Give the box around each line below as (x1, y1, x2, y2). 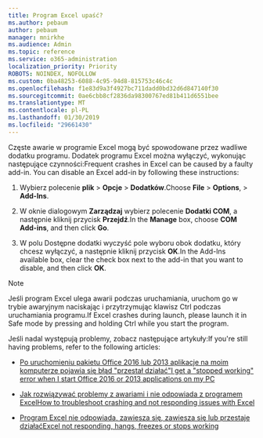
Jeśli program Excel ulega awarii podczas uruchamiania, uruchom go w (8, 294, 239, 303)
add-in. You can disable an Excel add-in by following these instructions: (8, 167, 240, 177)
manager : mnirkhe (8, 33, 65, 42)
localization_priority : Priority (8, 63, 117, 71)
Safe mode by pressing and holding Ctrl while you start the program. (8, 319, 229, 328)
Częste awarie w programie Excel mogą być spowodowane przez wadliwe (8, 142, 248, 151)
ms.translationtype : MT (8, 99, 86, 107)
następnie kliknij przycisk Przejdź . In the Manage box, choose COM (19, 214, 237, 224)
